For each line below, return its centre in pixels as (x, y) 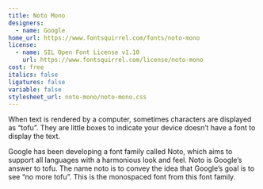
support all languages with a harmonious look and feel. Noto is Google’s (125, 160)
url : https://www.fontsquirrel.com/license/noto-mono (113, 60)
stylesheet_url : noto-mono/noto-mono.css (78, 97)
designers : (26, 23)
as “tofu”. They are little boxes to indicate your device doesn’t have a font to (132, 128)
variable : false (35, 89)
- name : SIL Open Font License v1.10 (78, 52)
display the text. (34, 137)
